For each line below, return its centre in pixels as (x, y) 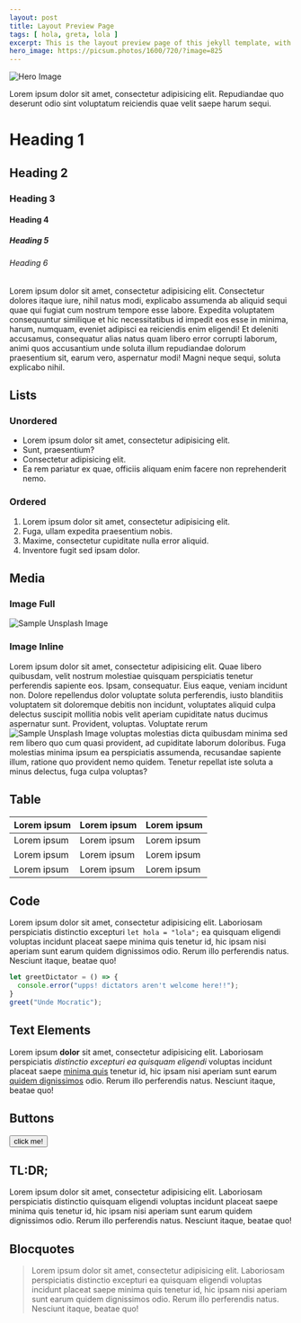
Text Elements (50, 1031)
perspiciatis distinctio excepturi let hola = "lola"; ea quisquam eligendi (145, 932)
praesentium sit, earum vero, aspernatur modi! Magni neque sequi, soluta (145, 357)
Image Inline (37, 647)
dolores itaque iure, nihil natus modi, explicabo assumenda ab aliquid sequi (148, 300)
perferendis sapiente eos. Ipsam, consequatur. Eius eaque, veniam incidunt (148, 685)
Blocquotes (42, 1249)
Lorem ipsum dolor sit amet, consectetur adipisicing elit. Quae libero (136, 666)
